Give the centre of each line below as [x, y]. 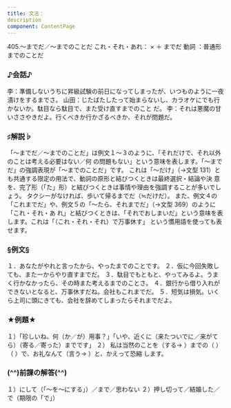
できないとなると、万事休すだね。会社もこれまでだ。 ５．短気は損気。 [108, 292]
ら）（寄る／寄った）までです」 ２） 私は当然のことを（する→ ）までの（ [111, 345]
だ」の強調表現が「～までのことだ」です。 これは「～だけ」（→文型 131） [111, 170]
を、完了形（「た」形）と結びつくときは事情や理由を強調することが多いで [111, 187]
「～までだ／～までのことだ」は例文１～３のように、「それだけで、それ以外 [114, 153]
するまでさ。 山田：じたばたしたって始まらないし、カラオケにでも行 [123, 100]
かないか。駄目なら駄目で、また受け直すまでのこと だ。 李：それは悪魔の [111, 108]
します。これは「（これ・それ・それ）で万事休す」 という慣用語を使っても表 [115, 222]
